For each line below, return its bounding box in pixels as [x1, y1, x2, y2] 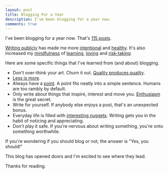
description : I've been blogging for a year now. [5, 17, 112, 22]
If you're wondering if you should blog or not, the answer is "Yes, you [5, 138, 149, 144]
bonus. [12, 107, 27, 113]
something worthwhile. [12, 129, 60, 135]
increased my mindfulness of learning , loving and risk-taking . [5, 50, 132, 56]
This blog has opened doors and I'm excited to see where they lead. [5, 153, 146, 159]
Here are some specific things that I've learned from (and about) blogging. [5, 60, 159, 66]
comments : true [5, 21, 37, 27]
